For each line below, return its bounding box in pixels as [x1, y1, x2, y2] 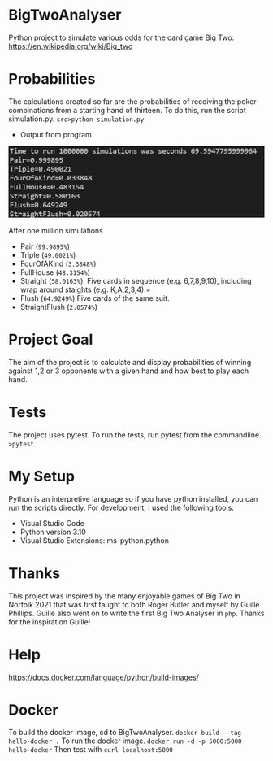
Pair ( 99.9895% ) [19, 241, 71, 251]
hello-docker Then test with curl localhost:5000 [8, 745, 173, 754]
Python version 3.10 [19, 527, 87, 537]
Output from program [19, 129, 92, 139]
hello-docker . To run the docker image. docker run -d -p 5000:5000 [8, 736, 242, 746]
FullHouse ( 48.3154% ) [19, 267, 91, 277]
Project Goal [8, 331, 93, 349]
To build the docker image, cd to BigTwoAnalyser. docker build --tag [8, 728, 242, 737]
